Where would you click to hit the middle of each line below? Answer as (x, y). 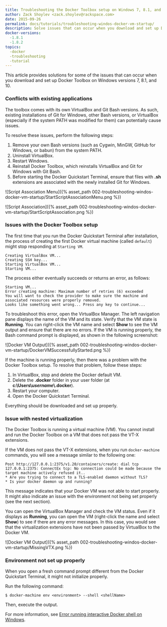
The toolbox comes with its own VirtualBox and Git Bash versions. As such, (82, 109)
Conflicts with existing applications (49, 99)
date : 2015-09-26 (23, 19)
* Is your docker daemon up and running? (49, 482)
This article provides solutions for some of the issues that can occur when (81, 75)
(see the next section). (28, 502)
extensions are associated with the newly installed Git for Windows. (81, 182)
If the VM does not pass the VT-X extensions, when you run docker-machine (83, 450)
